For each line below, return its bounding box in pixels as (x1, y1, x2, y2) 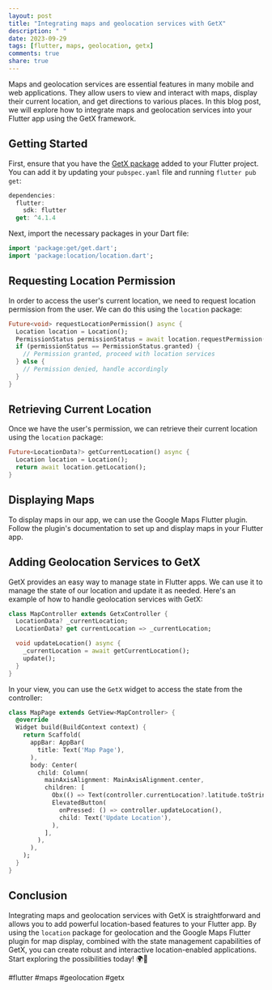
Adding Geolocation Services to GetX (8, 555, 201, 569)
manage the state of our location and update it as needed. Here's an (8, 585, 236, 595)
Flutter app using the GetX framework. (8, 113, 137, 123)
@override (15, 716, 49, 724)
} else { (15, 358, 45, 366)
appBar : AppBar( (29, 738, 85, 747)
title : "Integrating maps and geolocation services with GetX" (8, 19, 227, 28)
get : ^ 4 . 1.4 (15, 214, 57, 223)
